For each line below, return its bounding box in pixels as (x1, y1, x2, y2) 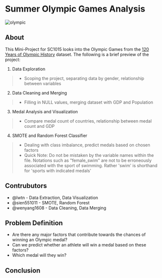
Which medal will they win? (12, 252, 67, 258)
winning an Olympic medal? (12, 237, 68, 243)
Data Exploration (12, 66, 46, 72)
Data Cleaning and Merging (12, 90, 67, 95)
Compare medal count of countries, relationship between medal (24, 118, 152, 124)
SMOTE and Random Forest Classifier (12, 132, 87, 139)
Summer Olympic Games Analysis (5, 3, 146, 15)
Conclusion (5, 266, 41, 275)
